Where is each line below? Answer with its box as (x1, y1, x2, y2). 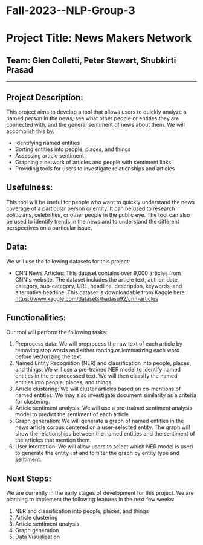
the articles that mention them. (14, 436, 92, 444)
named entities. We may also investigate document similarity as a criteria (14, 392, 196, 399)
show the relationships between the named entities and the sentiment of (14, 430, 195, 437)
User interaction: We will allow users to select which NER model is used (14, 443, 193, 450)
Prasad (6, 65, 34, 75)
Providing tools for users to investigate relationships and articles (14, 165, 175, 172)
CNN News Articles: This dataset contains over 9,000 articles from (14, 269, 181, 277)
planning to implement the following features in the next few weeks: (6, 496, 175, 503)
